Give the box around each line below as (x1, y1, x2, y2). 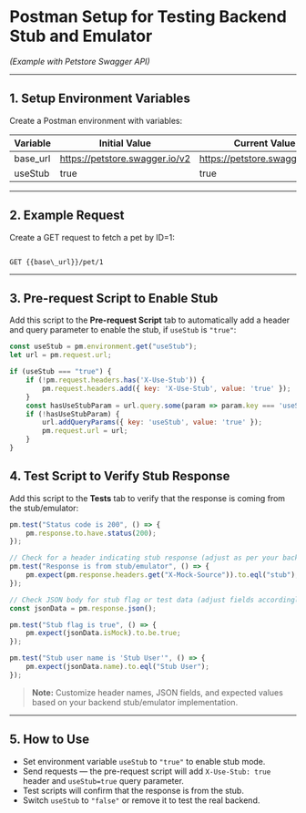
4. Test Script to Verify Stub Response (9, 468, 230, 484)
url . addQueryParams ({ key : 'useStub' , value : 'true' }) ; (42, 417, 262, 427)
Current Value (233, 137, 296, 149)
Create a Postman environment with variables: (9, 115, 183, 126)
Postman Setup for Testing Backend (9, 6, 287, 27)
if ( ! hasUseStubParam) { (25, 409, 120, 418)
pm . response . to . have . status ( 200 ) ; (25, 529, 157, 538)
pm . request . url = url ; (42, 427, 128, 436)
